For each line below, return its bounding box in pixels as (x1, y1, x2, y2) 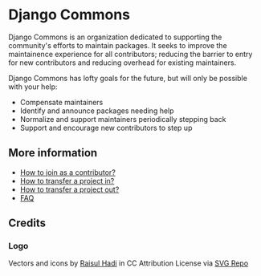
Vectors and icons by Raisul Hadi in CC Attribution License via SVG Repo (8, 258, 249, 268)
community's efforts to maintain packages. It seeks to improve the (8, 40, 227, 50)
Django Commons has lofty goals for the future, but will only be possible (8, 73, 247, 83)
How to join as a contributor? (19, 167, 116, 177)
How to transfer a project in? (19, 176, 115, 185)
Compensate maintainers (19, 97, 104, 107)
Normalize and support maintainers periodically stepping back (19, 114, 226, 124)
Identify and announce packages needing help (19, 106, 174, 116)
